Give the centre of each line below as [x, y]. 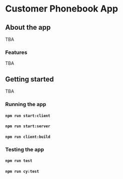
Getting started [30, 79]
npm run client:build [28, 137]
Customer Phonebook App [62, 9]
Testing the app [25, 149]
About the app [28, 27]
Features [16, 52]
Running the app [26, 105]
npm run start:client [28, 116]
